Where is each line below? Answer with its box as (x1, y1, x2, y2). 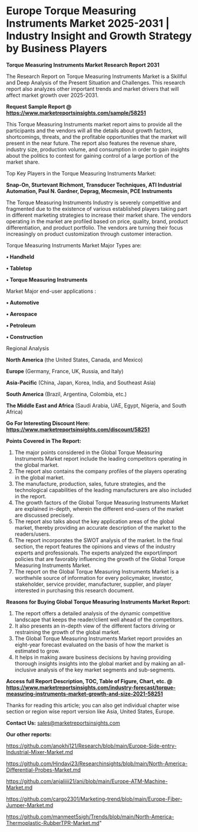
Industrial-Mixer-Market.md (6, 748, 74, 755)
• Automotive (6, 299, 39, 306)
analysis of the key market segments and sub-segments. (37, 666, 176, 673)
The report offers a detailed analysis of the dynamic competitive (14, 609, 171, 616)
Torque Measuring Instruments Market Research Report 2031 (6, 61, 160, 68)
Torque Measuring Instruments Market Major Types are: (6, 242, 142, 249)
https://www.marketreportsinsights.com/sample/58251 (6, 109, 146, 116)
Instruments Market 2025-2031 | (6, 17, 170, 30)
